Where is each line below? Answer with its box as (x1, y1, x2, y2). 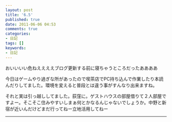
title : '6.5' (5, 12, 33, 17)
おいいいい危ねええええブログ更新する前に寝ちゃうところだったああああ (5, 65, 158, 71)
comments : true (5, 27, 38, 32)
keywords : (5, 45, 27, 51)
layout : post (5, 7, 33, 13)
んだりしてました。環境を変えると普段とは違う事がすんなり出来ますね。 (5, 82, 158, 88)
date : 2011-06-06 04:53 (5, 21, 56, 27)
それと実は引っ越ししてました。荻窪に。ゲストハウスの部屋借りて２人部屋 (5, 93, 162, 99)
